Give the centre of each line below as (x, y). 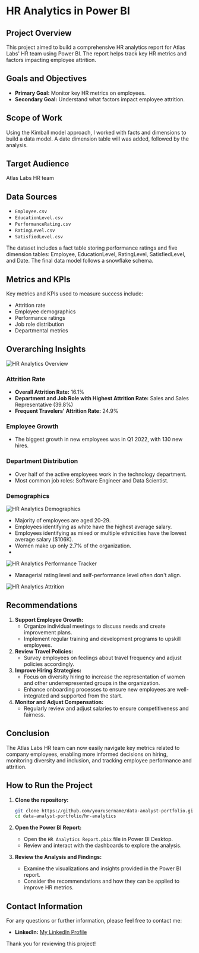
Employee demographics (45, 312)
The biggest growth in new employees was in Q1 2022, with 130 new (99, 440)
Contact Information (45, 906)
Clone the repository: (42, 800)
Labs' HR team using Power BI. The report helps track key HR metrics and (97, 54)
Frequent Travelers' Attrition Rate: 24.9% (67, 411)
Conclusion (28, 734)
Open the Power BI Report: (48, 828)
